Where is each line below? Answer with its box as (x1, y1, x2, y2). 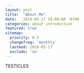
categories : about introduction (5, 21, 72, 26)
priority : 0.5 (9, 35, 39, 40)
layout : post (5, 7, 32, 12)
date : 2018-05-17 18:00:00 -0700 (5, 16, 79, 21)
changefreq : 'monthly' (9, 40, 57, 45)
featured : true (5, 26, 37, 31)
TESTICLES (5, 63, 29, 69)
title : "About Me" (5, 12, 46, 17)
